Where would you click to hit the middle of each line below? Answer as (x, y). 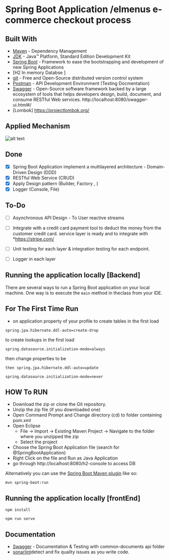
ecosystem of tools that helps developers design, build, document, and (87, 94)
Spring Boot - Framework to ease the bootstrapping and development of (88, 62)
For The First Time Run (42, 309)
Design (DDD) (42, 172)
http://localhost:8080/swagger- (115, 99)
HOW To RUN (27, 392)
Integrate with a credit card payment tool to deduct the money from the (87, 228)
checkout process (92, 20)
